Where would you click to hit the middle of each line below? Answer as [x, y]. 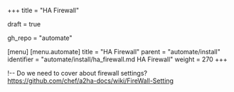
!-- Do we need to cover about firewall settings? [78, 73]
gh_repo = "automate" [40, 38]
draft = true [24, 24]
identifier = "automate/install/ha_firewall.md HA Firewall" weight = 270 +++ [117, 59]
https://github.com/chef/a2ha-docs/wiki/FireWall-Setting [91, 81]
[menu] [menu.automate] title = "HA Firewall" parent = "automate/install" [114, 52]
